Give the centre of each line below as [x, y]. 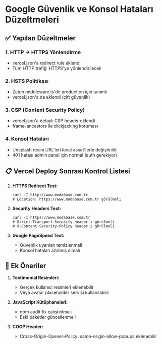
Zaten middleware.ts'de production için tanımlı [60, 92]
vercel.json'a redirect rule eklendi [46, 63]
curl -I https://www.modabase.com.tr [51, 217]
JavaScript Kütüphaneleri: [40, 302]
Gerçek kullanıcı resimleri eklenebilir [56, 287]
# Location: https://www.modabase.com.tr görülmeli [67, 199]
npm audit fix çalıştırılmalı [46, 312]
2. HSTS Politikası [27, 81]
